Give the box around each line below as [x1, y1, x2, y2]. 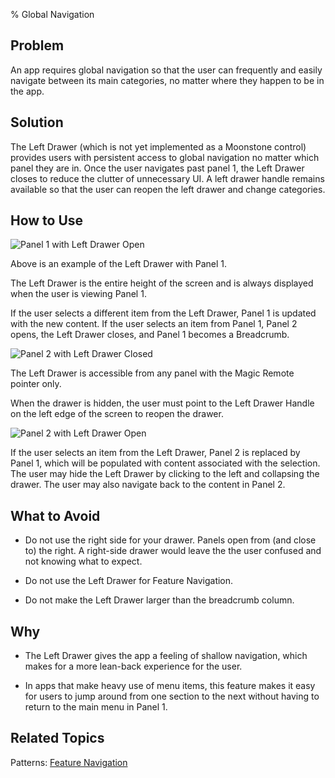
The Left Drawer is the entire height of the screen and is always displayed [10, 277, 314, 289]
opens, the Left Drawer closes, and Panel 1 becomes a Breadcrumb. [10, 329, 290, 341]
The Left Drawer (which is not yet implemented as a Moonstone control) [10, 140, 307, 153]
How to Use [10, 212, 84, 229]
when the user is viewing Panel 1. [10, 288, 147, 300]
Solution [10, 114, 64, 131]
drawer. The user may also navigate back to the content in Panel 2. [10, 479, 286, 491]
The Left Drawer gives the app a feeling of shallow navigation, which [24, 650, 308, 662]
